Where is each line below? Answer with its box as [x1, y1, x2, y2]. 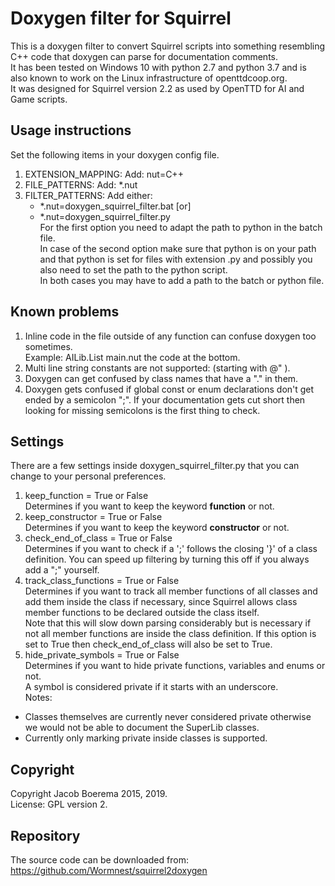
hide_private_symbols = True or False [24, 649, 180, 661]
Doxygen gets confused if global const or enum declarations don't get [24, 383, 315, 395]
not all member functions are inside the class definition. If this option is [24, 628, 317, 640]
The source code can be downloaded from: [10, 854, 189, 866]
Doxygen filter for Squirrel [10, 7, 232, 30]
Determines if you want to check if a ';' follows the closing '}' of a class [24, 543, 318, 555]
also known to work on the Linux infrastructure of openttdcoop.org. [10, 72, 288, 84]
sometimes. [24, 340, 73, 352]
